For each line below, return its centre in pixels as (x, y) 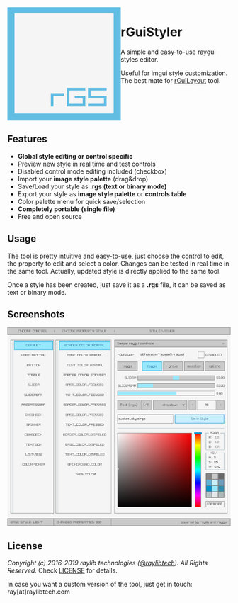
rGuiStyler (152, 32)
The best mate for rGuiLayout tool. (171, 80)
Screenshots (36, 314)
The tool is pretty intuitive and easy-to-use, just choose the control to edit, (116, 256)
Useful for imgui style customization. (174, 73)
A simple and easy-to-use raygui (168, 52)
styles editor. (140, 59)
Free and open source (50, 216)
